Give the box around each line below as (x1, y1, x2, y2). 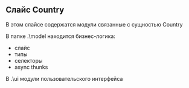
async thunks (14, 63, 48, 71)
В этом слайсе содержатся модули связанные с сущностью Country (5, 20, 183, 28)
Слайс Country (5, 5, 65, 15)
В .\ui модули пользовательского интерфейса (5, 75, 123, 82)
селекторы (14, 57, 43, 64)
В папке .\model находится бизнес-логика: (5, 33, 116, 40)
